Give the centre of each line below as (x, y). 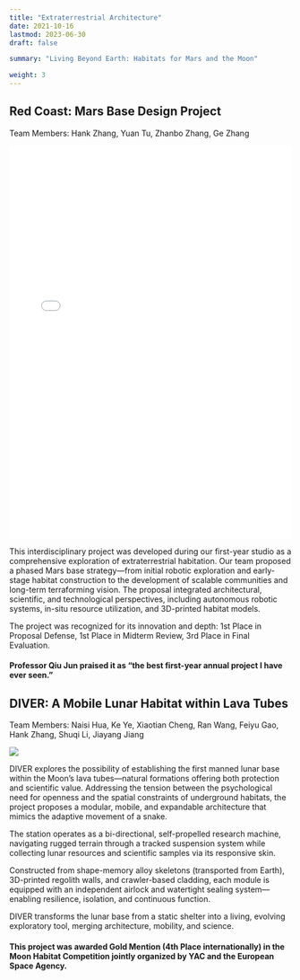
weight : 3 (28, 75)
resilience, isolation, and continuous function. (127, 899)
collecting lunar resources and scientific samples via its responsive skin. (142, 853)
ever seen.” (31, 675)
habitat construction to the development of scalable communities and (160, 579)
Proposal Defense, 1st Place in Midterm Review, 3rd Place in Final (130, 635)
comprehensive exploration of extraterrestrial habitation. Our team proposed (150, 561)
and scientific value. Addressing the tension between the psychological (141, 788)
